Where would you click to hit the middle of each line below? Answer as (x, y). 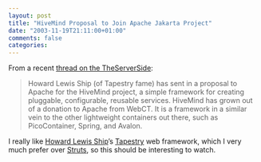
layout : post (30, 16)
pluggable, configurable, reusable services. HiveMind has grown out (140, 101)
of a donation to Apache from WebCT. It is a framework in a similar (137, 109)
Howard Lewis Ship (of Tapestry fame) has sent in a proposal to (132, 84)
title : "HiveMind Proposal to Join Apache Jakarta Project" (111, 23)
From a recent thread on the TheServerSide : (81, 68)
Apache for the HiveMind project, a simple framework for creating (136, 92)
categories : (28, 45)
